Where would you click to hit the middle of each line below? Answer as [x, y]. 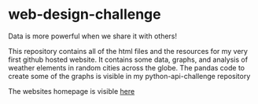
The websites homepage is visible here [72, 91]
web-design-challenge [85, 14]
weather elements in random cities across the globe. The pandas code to [127, 67]
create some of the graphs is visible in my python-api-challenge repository [129, 76]
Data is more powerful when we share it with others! [93, 36]
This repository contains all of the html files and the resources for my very [128, 51]
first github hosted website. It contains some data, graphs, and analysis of [128, 59]
